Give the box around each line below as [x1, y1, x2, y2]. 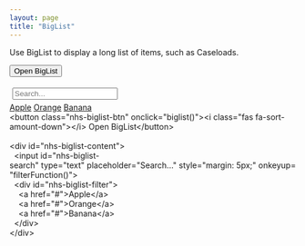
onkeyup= [258, 160, 297, 171]
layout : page [9, 13, 59, 23]
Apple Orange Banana [9, 102, 93, 113]
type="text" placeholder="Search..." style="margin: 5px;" [40, 160, 257, 171]
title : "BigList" [9, 22, 76, 31]
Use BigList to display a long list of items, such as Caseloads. [9, 46, 239, 57]
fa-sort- [255, 111, 285, 123]
